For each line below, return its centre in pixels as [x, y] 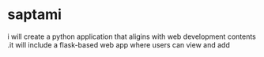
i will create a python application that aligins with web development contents [132, 36]
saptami [35, 15]
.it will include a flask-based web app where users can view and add [119, 44]
